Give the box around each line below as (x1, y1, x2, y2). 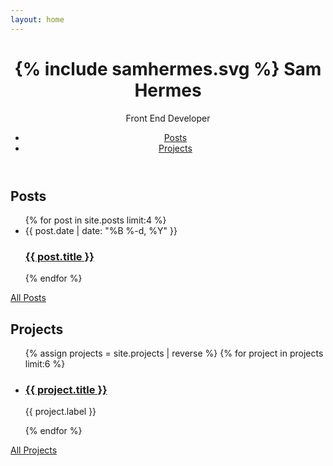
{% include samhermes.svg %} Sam (14, 57, 322, 80)
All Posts (10, 292, 47, 304)
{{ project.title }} (24, 383, 108, 397)
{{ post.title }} (24, 249, 95, 263)
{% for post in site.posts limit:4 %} (24, 214, 167, 226)
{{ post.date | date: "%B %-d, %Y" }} (24, 224, 178, 236)
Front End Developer (125, 112, 211, 124)
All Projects (10, 444, 58, 456)
